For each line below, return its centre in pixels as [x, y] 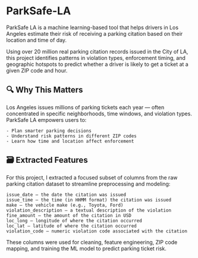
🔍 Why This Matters [45, 90]
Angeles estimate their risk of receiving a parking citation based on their [95, 33]
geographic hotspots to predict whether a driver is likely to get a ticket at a [97, 64]
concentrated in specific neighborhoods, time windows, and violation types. [99, 114]
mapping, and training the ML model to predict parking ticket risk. [86, 248]
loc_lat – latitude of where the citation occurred [71, 226]
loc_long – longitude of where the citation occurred [74, 221]
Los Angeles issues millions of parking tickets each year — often [85, 107]
